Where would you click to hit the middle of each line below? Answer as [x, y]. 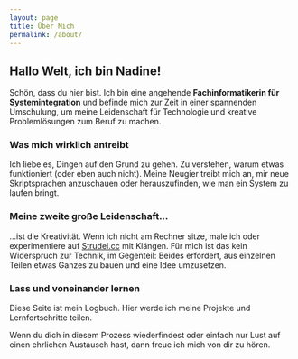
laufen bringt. [34, 193]
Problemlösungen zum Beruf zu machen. [85, 122]
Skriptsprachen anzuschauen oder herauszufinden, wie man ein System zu [149, 184]
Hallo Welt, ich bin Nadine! [85, 71]
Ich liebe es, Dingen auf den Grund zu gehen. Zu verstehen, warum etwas [147, 164]
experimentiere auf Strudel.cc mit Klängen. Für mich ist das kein [128, 245]
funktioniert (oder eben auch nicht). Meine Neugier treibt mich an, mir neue [149, 174]
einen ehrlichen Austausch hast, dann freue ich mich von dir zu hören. [140, 345]
